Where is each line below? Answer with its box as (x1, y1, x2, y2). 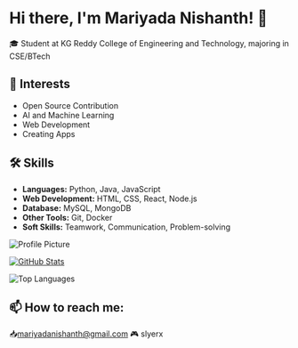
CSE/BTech (9, 51, 51, 61)
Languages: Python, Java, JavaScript (21, 183, 161, 194)
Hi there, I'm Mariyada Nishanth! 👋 (9, 8, 269, 28)
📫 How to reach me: (9, 300, 125, 315)
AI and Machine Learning (21, 109, 115, 120)
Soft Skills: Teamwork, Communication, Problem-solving (21, 222, 231, 232)
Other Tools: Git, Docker (21, 212, 113, 223)
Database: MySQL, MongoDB (21, 202, 132, 213)
